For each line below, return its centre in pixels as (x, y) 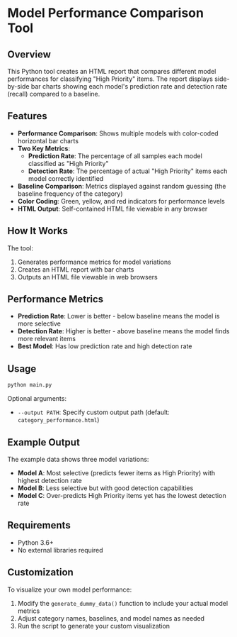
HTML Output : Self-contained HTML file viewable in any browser (112, 209)
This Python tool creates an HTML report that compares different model (112, 71)
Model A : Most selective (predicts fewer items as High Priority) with (116, 472)
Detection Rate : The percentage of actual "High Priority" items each (128, 171)
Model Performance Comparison (105, 13)
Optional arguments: (37, 399)
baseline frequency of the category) (70, 194)
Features (27, 116)
